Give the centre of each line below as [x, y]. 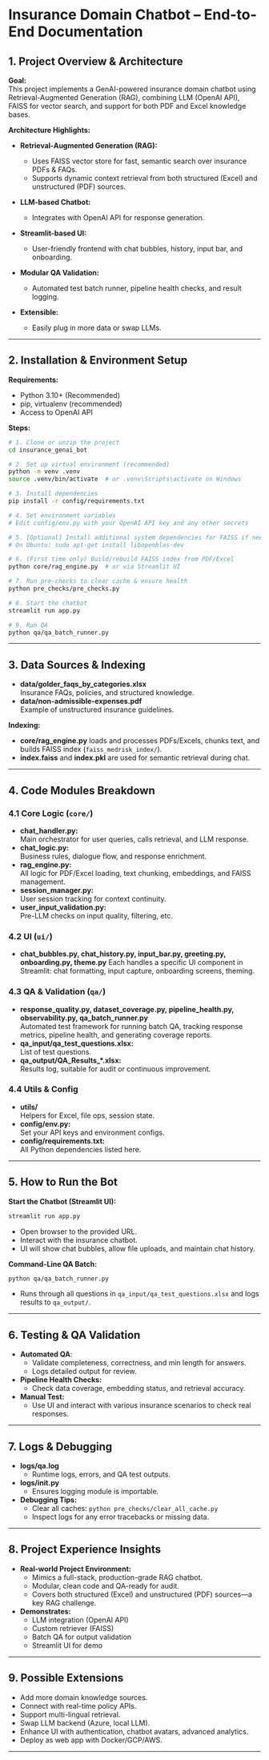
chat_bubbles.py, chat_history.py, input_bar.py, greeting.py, [123, 954]
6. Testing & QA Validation [74, 1335]
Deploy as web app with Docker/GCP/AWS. [91, 1740]
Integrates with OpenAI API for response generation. [118, 217]
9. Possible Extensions [66, 1678]
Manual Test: [42, 1397]
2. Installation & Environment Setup [98, 361]
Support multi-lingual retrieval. [70, 1714]
